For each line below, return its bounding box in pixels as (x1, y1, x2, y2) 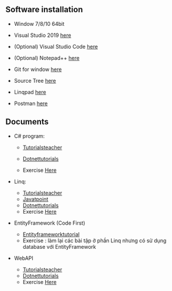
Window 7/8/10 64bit (13, 20, 65, 27)
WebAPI (13, 255, 33, 262)
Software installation (5, 5, 83, 15)
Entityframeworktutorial (22, 231, 80, 238)
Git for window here (13, 66, 62, 73)
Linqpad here (13, 88, 46, 96)
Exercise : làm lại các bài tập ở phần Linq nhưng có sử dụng (22, 237, 167, 244)
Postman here (13, 100, 48, 107)
